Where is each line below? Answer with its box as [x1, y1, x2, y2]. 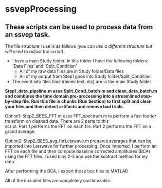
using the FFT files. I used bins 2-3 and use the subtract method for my [5, 153, 148, 159]
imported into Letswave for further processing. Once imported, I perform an [5, 143, 157, 149]
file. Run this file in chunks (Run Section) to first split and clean [22, 98, 152, 104]
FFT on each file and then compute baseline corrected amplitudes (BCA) [5, 149, 151, 154]
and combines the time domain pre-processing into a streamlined [5, 94, 140, 99]
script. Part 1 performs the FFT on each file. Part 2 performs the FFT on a [5, 123, 152, 129]
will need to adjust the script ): [5, 49, 65, 54]
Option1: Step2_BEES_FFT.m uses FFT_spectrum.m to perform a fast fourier [5, 113, 157, 119]
